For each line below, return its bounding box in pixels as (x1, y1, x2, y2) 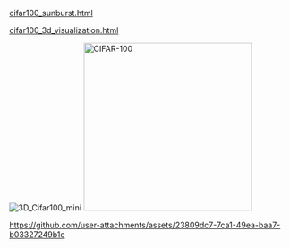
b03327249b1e (9, 229, 65, 240)
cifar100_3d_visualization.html (9, 25, 119, 35)
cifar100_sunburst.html (9, 8, 94, 18)
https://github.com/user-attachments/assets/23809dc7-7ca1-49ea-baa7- (9, 219, 281, 230)
